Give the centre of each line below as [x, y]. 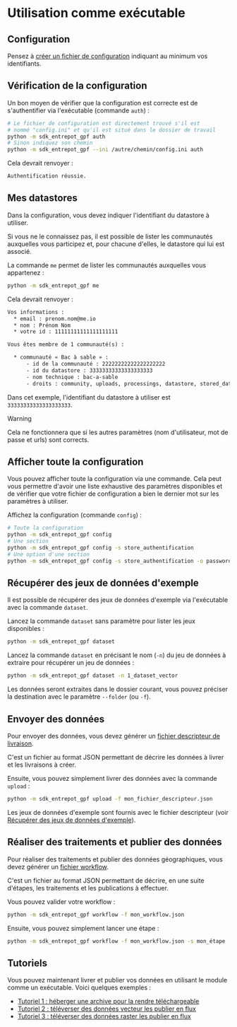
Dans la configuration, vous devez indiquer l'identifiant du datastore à [108, 215]
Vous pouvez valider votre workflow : [61, 901]
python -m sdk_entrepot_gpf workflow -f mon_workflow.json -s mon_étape [116, 941]
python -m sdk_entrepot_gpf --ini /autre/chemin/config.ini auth [105, 150]
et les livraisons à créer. [42, 765]
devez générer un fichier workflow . [58, 866]
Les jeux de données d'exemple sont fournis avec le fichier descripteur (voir [118, 812]
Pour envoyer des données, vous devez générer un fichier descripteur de [114, 736]
